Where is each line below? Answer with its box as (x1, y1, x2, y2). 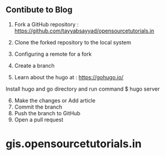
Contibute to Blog (5, 5, 73, 15)
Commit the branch (14, 103, 63, 110)
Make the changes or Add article (14, 97, 96, 104)
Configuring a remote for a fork (14, 50, 92, 58)
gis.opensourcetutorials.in (5, 137, 142, 151)
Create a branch (14, 62, 55, 69)
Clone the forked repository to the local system (14, 38, 132, 46)
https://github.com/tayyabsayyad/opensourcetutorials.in (14, 27, 155, 34)
